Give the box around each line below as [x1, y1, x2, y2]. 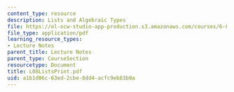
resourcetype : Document [7, 62, 77, 68]
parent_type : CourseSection [7, 55, 89, 62]
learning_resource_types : [7, 36, 82, 43]
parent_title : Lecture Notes [7, 49, 92, 56]
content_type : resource [7, 10, 77, 17]
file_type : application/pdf [7, 29, 89, 37]
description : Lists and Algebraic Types [7, 17, 127, 24]
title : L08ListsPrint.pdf [7, 68, 82, 75]
